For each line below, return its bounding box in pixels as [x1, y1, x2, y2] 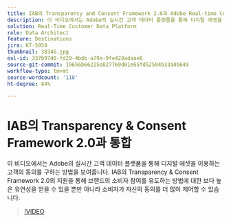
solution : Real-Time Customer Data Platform [7, 23, 137, 30]
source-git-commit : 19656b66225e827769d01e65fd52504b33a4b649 [7, 61, 189, 68]
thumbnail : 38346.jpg [7, 49, 69, 56]
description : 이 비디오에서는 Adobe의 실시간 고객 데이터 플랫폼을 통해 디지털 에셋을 [7, 16, 222, 23]
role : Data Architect [7, 29, 69, 36]
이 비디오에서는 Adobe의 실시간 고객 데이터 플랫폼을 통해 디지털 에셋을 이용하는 [7, 159, 220, 168]
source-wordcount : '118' [7, 74, 78, 81]
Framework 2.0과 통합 [7, 135, 132, 151]
